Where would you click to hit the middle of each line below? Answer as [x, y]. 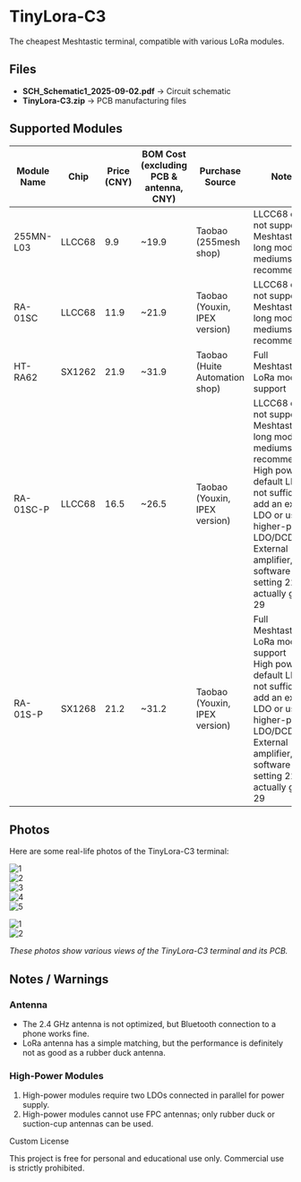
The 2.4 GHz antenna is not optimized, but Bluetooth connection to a [149, 1024]
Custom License [39, 1141]
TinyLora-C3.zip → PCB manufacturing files [104, 100]
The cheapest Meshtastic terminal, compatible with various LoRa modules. [147, 41]
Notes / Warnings [59, 979]
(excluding [164, 165]
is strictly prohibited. [47, 1168]
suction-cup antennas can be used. [88, 1124]
